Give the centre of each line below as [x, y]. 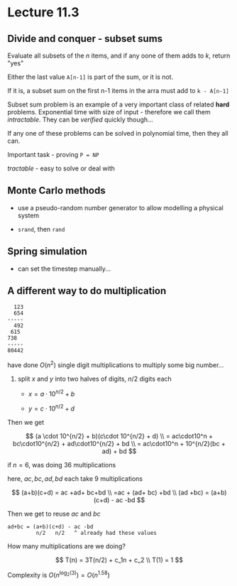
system [28, 215]
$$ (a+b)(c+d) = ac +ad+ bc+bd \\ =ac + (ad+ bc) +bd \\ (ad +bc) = [110, 493]
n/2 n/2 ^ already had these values [97, 533]
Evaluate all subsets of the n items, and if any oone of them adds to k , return [119, 55]
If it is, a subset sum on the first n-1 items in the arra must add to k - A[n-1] [118, 91]
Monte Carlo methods [57, 191]
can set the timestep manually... [64, 268]
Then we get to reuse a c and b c [54, 514]
